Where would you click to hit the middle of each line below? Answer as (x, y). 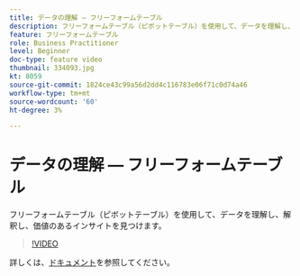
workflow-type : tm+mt (50, 93)
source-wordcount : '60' (54, 101)
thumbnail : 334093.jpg (52, 69)
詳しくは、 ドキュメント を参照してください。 (92, 262)
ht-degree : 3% (36, 110)
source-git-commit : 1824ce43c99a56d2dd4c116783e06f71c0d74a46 (128, 85)
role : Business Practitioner (64, 43)
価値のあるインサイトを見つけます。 (100, 225)
